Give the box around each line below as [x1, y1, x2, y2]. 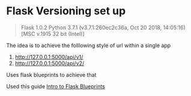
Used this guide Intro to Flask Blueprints [6, 82, 105, 90]
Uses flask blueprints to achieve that [6, 71, 97, 78]
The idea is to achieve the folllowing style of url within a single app [6, 42, 171, 49]
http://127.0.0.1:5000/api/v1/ [14, 53, 83, 60]
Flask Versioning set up [6, 4, 126, 18]
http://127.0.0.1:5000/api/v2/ [14, 60, 85, 67]
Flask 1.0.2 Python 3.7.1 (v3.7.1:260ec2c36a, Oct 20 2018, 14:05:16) [20, 24, 186, 31]
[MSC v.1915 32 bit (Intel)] [20, 30, 85, 37]
